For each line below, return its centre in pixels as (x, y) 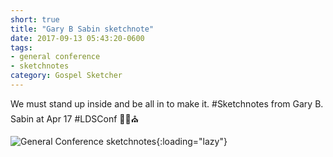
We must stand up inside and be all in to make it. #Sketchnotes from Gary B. (167, 103)
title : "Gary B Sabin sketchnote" (82, 29)
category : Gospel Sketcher (66, 76)
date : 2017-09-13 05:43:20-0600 (77, 38)
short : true (35, 19)
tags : (21, 47)
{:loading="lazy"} (192, 141)
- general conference (55, 57)
